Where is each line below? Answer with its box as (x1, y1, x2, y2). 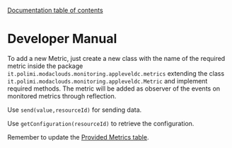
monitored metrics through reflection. (7, 91, 117, 100)
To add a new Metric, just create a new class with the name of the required (7, 54, 226, 62)
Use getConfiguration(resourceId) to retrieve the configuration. (7, 119, 195, 127)
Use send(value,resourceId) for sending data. (7, 106, 142, 114)
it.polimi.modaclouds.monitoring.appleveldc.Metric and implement (7, 76, 208, 85)
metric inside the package (7, 62, 83, 70)
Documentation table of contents (7, 6, 104, 14)
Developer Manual (7, 31, 117, 47)
